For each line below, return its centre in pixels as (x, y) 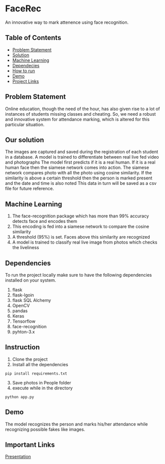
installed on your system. (31, 280)
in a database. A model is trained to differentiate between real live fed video (82, 157)
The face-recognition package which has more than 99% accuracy (81, 216)
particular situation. (25, 125)
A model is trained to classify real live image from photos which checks (85, 242)
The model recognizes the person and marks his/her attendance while (77, 424)
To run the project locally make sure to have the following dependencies (79, 275)
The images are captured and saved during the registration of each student (82, 152)
